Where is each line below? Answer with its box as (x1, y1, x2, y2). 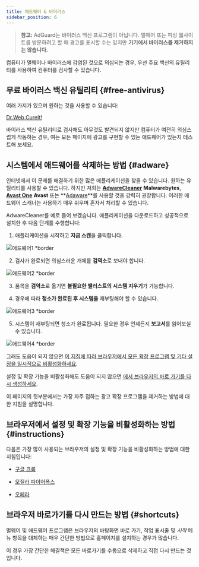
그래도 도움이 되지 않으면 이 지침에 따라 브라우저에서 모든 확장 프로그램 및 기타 (6, 353, 187, 360)
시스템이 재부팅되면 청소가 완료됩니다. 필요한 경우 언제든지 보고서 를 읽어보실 (14, 320, 191, 327)
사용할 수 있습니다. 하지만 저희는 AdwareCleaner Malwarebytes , (26, 185, 181, 192)
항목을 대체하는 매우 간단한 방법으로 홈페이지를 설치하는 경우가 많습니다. (12, 534, 179, 541)
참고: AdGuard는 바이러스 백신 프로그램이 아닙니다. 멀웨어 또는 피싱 (20, 31, 178, 39)
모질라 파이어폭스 (14, 478, 55, 485)
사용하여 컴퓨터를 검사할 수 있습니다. (17, 66, 102, 73)
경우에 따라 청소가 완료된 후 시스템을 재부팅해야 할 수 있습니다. (14, 295, 159, 302)
